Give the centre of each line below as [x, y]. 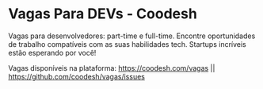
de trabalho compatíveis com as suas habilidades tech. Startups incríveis [128, 44]
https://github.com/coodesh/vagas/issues [76, 76]
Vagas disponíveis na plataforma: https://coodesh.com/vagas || [112, 68]
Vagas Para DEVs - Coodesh [103, 14]
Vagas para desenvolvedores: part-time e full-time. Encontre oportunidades [132, 36]
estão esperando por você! [52, 52]
